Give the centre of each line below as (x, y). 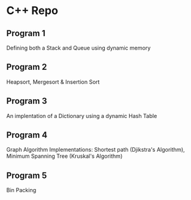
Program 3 (27, 101)
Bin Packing (21, 190)
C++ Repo (32, 11)
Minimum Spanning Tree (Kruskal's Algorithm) (65, 156)
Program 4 (27, 135)
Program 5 (27, 175)
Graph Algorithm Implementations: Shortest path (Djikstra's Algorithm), (96, 150)
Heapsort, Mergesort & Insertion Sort (53, 82)
